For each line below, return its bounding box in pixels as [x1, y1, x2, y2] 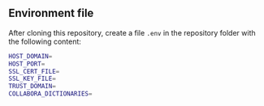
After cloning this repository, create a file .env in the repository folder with [8, 28, 256, 37]
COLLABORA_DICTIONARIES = [8, 90, 93, 98]
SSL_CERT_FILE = [8, 67, 60, 75]
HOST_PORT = [8, 60, 45, 68]
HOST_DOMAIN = [8, 52, 53, 60]
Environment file [8, 6, 94, 20]
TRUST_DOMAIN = [8, 83, 57, 91]
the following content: [8, 36, 81, 46]
